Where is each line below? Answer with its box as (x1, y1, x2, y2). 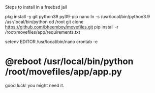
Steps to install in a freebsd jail (5, 4, 67, 10)
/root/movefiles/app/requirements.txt (5, 29, 80, 35)
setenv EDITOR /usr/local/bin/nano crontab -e (5, 39, 98, 45)
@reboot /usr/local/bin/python (5, 56, 134, 67)
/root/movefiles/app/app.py (5, 66, 122, 77)
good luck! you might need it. (5, 82, 64, 88)
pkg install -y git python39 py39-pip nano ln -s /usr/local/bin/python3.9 (5, 14, 150, 19)
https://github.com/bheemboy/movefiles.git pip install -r (5, 24, 119, 30)
